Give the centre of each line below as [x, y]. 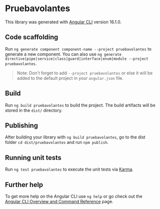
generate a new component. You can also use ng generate [63, 54]
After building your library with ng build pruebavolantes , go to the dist [75, 137]
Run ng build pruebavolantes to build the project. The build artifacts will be [80, 105]
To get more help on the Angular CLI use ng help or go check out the [74, 196]
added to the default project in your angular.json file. [70, 78]
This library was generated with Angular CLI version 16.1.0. [63, 22]
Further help [24, 184]
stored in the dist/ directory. [34, 110]
